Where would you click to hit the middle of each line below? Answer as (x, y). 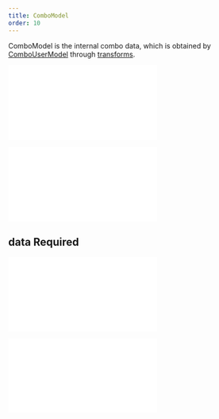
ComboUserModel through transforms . (72, 54)
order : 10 (25, 23)
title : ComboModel (38, 16)
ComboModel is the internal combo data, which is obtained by (110, 45)
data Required (44, 242)
